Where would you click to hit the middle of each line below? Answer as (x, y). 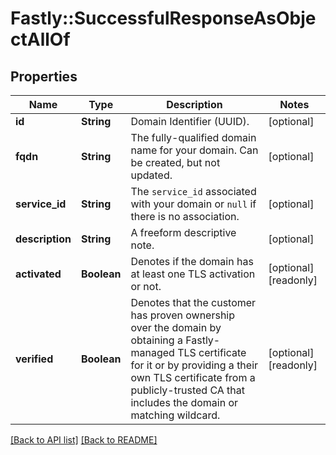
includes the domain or (184, 402)
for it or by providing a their (194, 365)
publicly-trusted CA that (188, 390)
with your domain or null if (193, 204)
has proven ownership (183, 315)
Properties (44, 76)
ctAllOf (40, 39)
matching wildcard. (175, 415)
